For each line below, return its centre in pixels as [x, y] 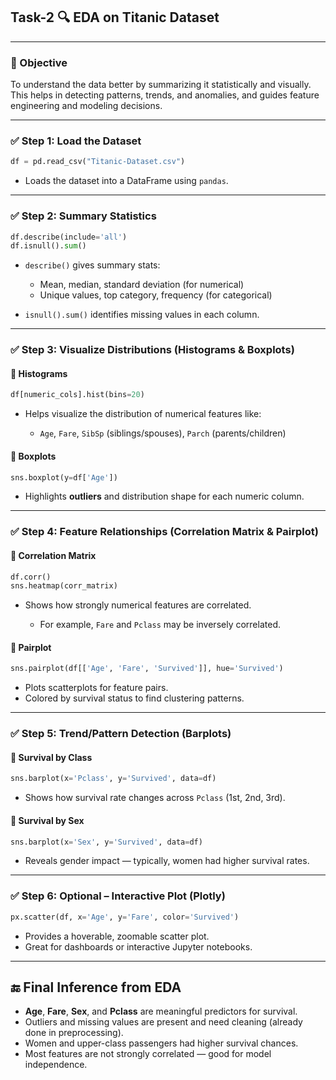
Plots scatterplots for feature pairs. [96, 688]
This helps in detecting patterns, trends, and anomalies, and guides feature [165, 95]
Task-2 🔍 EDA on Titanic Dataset [115, 17]
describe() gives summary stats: [92, 265]
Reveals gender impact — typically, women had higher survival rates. [167, 861]
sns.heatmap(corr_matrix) [64, 586]
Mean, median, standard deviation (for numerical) [142, 285]
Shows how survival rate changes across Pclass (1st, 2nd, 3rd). [155, 798]
